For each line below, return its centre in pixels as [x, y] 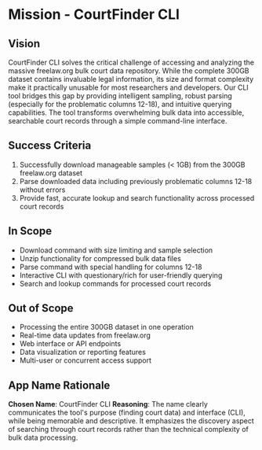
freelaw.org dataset [51, 173]
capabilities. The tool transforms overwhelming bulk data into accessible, [126, 112]
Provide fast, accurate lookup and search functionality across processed [137, 197]
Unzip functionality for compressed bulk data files [100, 258]
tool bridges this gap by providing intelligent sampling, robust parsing [120, 96]
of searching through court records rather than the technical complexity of [128, 430]
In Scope [30, 231]
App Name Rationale [59, 385]
